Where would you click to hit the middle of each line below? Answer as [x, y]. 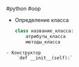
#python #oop [23, 9]
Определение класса [42, 20]
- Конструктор [24, 53]
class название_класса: [44, 31]
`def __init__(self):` [45, 58]
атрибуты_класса [46, 36]
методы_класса [43, 42]
